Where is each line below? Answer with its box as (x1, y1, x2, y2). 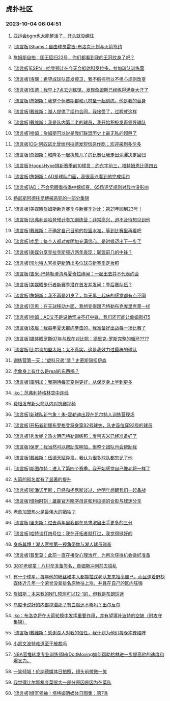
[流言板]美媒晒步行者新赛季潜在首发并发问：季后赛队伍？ (13, 282, 133, 288)
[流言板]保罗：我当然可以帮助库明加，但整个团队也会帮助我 (13, 443, 137, 450)
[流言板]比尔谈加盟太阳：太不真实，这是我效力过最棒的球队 (13, 346, 137, 352)
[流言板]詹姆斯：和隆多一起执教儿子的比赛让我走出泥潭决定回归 (13, 152, 147, 158)
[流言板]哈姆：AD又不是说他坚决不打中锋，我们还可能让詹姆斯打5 (13, 314, 151, 320)
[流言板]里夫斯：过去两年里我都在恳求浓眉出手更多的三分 (13, 519, 133, 525)
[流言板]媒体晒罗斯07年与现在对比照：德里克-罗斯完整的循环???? (13, 335, 149, 342)
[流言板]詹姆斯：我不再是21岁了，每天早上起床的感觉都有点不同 (13, 292, 147, 298)
